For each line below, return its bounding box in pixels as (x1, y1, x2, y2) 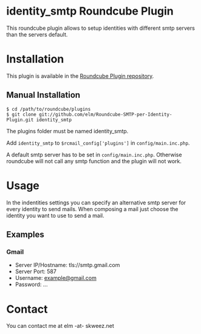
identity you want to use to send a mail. (6, 212, 104, 219)
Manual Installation (6, 90, 81, 100)
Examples (6, 229, 44, 240)
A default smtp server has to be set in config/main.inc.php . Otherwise (6, 151, 182, 158)
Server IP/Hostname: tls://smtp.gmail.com (15, 262, 120, 269)
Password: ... (15, 281, 48, 288)
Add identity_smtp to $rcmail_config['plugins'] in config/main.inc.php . (6, 139, 190, 147)
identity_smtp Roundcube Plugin (6, 4, 174, 18)
